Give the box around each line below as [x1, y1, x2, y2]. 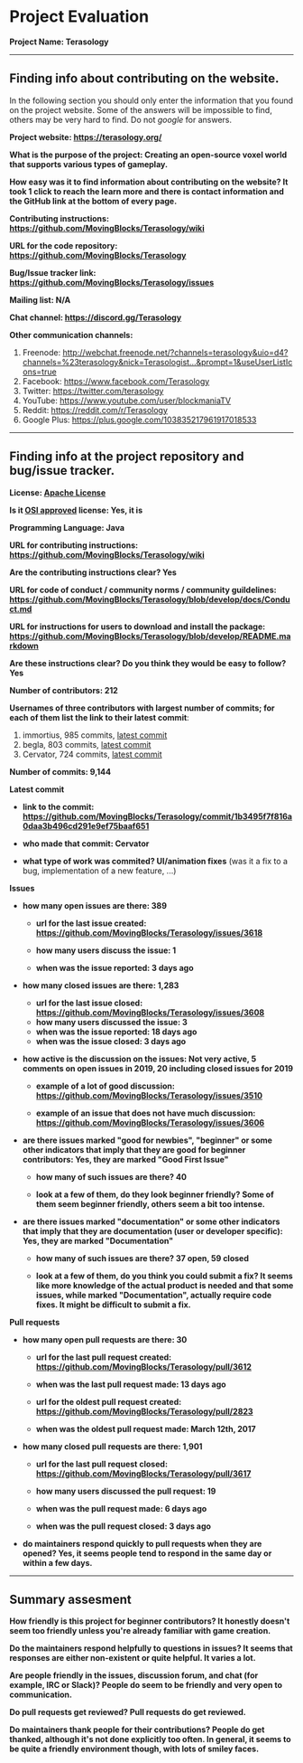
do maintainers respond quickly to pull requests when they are [22, 1538, 262, 1549]
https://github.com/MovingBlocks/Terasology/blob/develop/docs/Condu [9, 594, 290, 605]
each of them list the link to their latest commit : [9, 712, 189, 722]
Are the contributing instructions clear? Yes [9, 567, 178, 578]
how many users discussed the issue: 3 [35, 1016, 188, 1027]
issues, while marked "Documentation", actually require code [35, 1289, 272, 1300]
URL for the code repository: [9, 240, 118, 250]
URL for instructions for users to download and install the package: [9, 621, 266, 632]
